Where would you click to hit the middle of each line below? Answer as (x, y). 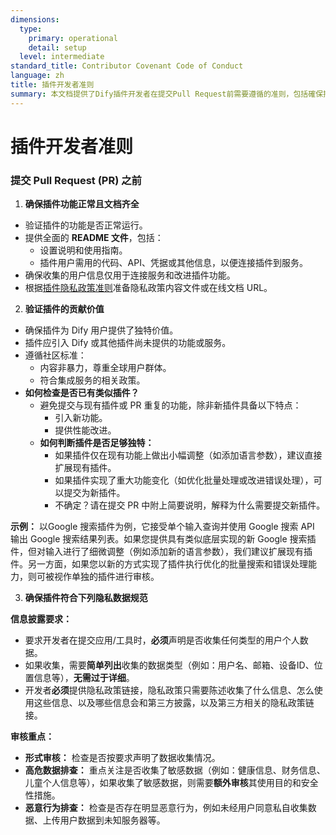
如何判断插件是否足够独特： (97, 443)
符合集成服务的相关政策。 (92, 380)
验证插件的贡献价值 (64, 309)
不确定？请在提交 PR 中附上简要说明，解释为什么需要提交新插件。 (190, 505)
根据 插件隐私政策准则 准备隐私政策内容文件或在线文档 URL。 (148, 288)
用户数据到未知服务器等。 (112, 820)
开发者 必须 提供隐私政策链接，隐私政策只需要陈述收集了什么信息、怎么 (169, 690)
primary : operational (73, 38)
